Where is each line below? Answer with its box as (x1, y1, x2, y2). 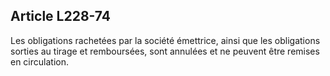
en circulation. (10, 55, 69, 68)
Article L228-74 (10, 8, 111, 25)
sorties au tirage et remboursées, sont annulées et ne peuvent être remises (10, 45, 320, 57)
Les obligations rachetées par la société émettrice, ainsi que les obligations (10, 34, 321, 46)
